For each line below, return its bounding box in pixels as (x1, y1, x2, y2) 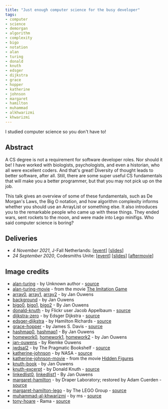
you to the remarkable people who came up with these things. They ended (5, 209, 159, 215)
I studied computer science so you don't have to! (5, 129, 106, 135)
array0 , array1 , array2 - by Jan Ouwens (12, 291, 94, 297)
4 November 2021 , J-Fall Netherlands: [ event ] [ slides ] (12, 247, 124, 254)
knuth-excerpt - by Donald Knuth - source (12, 366, 100, 372)
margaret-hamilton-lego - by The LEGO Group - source (12, 387, 127, 393)
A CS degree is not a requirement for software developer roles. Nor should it (5, 156, 163, 162)
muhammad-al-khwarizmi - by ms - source (12, 393, 102, 399)
